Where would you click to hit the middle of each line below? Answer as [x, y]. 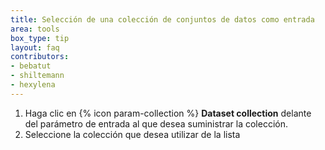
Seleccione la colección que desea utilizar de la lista [132, 134]
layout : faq [35, 47]
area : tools [35, 29]
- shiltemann [37, 76]
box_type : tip [40, 38]
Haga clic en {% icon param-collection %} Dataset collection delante [168, 113]
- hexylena [33, 85]
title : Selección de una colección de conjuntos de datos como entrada [162, 19]
